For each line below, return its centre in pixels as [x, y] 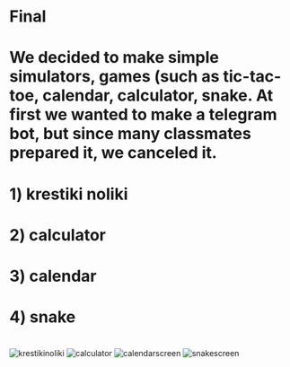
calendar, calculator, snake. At [158, 96]
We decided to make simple [114, 58]
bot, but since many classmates [130, 134]
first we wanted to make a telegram [143, 115]
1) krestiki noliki [69, 194]
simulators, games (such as [114, 77]
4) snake [43, 317]
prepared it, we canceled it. [113, 153]
